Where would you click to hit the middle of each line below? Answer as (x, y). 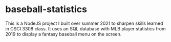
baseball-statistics (46, 9)
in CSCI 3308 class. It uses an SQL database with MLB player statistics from (86, 28)
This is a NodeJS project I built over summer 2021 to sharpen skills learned (84, 23)
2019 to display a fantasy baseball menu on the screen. (63, 34)
